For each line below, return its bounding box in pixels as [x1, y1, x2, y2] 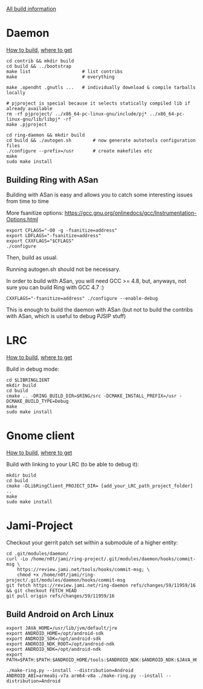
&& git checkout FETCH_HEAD [6, 587, 77, 593]
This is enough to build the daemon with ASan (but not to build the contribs [6, 305, 193, 313]
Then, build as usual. [6, 253, 59, 261]
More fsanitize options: [6, 209, 63, 217]
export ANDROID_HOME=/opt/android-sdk [6, 630, 104, 637]
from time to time [6, 197, 50, 204]
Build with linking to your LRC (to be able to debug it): [6, 460, 140, 468]
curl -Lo [6, 556, 28, 562]
